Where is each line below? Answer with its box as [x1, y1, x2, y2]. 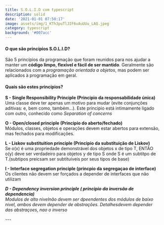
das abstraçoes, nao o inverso [5, 207, 68, 213]
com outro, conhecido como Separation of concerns [5, 111, 112, 116]
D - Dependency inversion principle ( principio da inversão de [5, 186, 134, 192]
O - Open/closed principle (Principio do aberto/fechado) [5, 120, 123, 126]
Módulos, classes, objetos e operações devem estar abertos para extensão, [5, 125, 160, 131]
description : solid [5, 12, 45, 17]
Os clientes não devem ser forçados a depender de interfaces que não [5, 171, 149, 177]
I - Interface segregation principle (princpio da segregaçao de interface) [5, 166, 157, 171]
